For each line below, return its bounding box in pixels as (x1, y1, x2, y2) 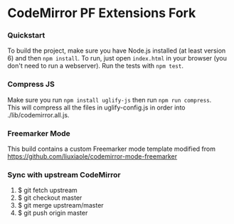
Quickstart (7, 31, 46, 41)
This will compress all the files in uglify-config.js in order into (7, 103, 186, 112)
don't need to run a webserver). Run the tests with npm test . (7, 62, 184, 70)
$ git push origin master (17, 208, 88, 218)
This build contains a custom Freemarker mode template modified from (7, 144, 216, 154)
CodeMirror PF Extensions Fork (7, 5, 196, 21)
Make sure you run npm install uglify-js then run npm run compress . (7, 95, 212, 104)
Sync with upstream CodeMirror (7, 170, 121, 179)
